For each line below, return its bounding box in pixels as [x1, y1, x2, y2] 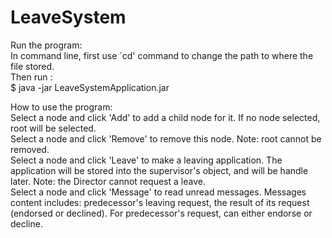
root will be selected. [10, 122, 97, 134]
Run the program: [10, 39, 83, 51]
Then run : [10, 71, 53, 83]
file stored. [10, 60, 55, 72]
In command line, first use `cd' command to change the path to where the [10, 49, 314, 61]
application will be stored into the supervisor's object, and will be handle [10, 164, 309, 176]
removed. [10, 143, 50, 155]
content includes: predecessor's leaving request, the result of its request [10, 196, 310, 208]
